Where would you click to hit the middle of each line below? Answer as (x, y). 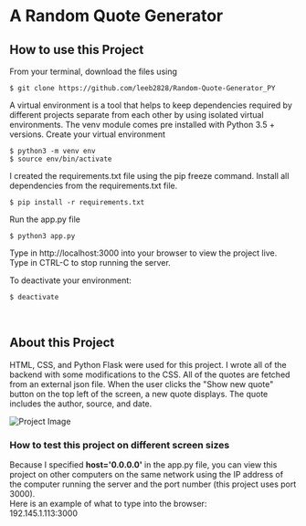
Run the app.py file (45, 219)
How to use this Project (77, 50)
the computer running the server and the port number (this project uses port (153, 484)
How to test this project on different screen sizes (120, 445)
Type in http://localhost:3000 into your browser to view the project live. (143, 253)
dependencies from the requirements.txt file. (94, 185)
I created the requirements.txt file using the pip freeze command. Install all (149, 176)
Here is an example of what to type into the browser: (108, 504)
